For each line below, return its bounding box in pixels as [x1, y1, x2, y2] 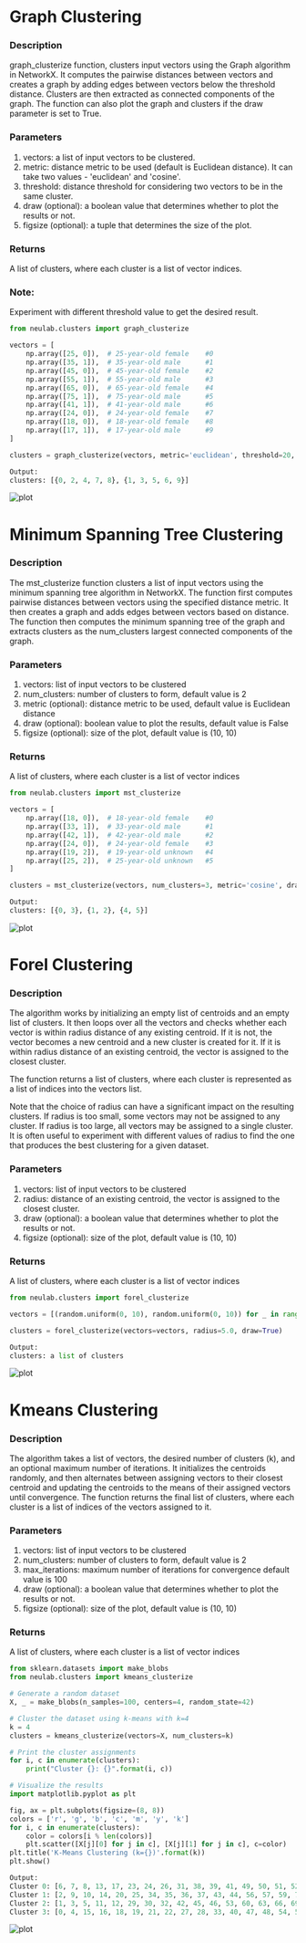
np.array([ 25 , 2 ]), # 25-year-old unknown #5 [25, 856, 214, 865]
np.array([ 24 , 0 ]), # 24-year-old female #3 [25, 839, 214, 848]
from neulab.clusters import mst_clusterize [9, 789, 181, 798]
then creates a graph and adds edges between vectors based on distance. [9, 606, 290, 617]
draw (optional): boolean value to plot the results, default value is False [22, 718, 290, 729]
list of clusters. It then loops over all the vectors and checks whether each [9, 1018, 287, 1029]
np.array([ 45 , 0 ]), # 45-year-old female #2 [25, 366, 214, 375]
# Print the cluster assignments [9, 1748, 137, 1757]
